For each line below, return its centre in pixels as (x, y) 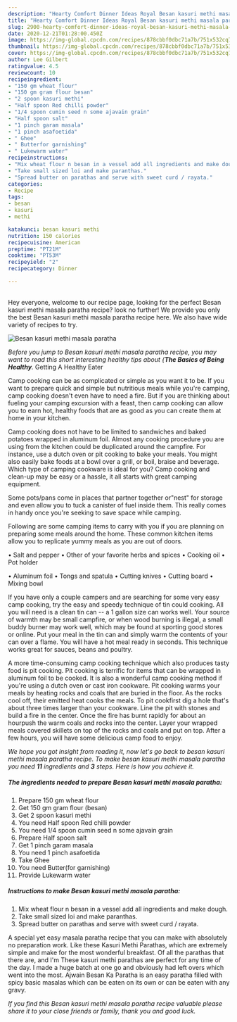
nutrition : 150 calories (44, 236)
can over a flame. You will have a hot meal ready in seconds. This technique (118, 642)
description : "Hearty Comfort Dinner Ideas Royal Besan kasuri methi (112, 14)
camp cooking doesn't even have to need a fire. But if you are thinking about (119, 396)
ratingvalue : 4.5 (33, 66)
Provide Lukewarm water (54, 875)
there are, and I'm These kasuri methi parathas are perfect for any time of (114, 960)
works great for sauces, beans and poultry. (70, 649)
